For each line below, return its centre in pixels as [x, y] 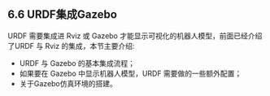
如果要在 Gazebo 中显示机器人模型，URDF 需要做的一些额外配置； [131, 73]
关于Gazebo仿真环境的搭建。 [68, 83]
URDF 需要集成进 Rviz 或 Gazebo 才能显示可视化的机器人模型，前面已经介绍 [135, 36]
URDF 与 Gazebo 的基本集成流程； [77, 63]
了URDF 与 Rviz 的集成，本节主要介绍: [71, 46]
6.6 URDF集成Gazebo [62, 15]
